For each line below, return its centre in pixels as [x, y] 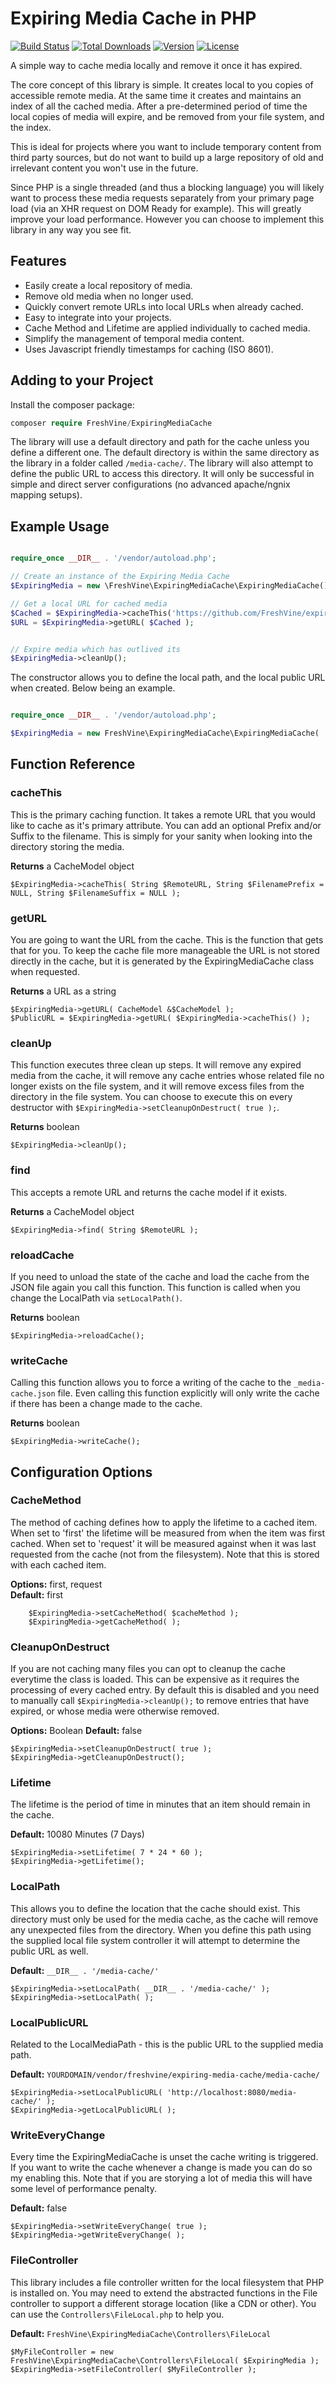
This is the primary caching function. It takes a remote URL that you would [163, 814]
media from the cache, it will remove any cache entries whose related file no [167, 1076]
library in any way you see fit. [71, 229]
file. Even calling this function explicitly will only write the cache [188, 1393]
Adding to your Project [82, 380]
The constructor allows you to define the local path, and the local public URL [168, 678]
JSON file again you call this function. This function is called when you [155, 1287]
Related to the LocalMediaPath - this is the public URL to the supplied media [167, 2044]
